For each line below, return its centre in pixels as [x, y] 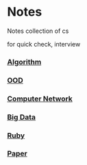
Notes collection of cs [38, 31]
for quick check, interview [44, 44]
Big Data [22, 117]
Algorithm [24, 62]
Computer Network [40, 99]
